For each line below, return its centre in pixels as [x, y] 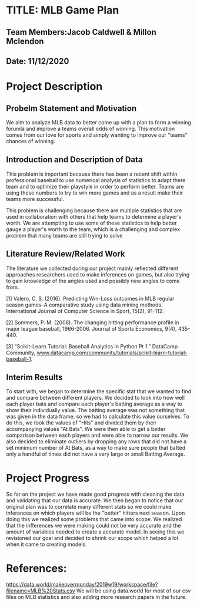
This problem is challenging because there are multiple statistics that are [94, 210]
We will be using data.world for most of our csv [133, 591]
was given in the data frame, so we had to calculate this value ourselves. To [98, 417]
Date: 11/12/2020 [38, 61]
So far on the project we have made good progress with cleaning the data [95, 494]
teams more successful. [35, 199]
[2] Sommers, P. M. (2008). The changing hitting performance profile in [93, 322]
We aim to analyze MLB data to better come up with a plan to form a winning [98, 122]
